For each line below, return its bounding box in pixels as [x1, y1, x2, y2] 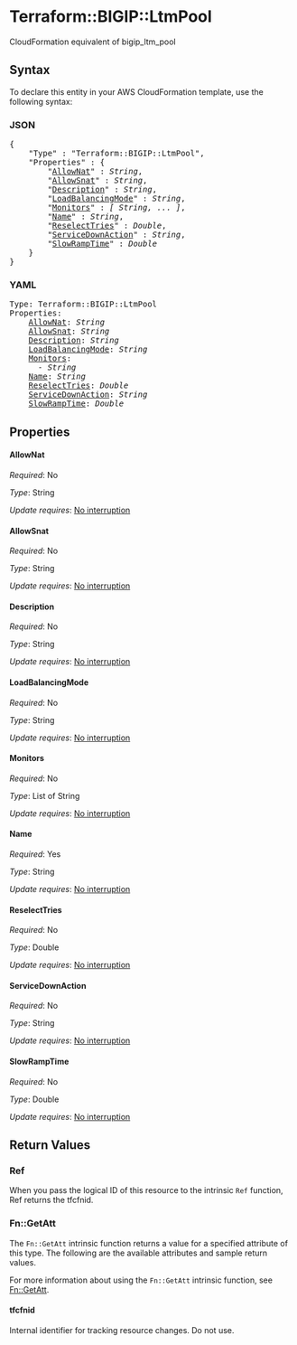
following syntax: [9, 96, 73, 107]
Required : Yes [9, 848, 61, 860]
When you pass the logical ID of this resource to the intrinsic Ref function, [9, 1185, 283, 1196]
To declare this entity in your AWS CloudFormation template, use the [9, 86, 264, 97]
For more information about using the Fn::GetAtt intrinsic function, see [9, 1274, 274, 1285]
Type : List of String [9, 790, 80, 801]
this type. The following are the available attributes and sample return [9, 1247, 268, 1258]
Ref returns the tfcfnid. [9, 1195, 94, 1206]
